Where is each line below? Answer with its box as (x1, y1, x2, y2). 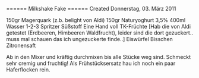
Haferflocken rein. (6, 66, 50, 73)
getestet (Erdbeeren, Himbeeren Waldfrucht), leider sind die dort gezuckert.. (6, 29, 193, 36)
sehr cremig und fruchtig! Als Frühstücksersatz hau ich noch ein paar (6, 60, 176, 67)
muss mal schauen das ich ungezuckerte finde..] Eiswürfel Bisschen (6, 36, 173, 42)
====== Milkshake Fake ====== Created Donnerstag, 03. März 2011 (6, 5, 176, 12)
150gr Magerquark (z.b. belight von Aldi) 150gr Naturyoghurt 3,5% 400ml (6, 17, 186, 23)
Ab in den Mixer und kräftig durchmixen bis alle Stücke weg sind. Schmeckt (6, 54, 191, 60)
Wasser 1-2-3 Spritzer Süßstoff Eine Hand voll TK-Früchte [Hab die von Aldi (6, 23, 191, 30)
